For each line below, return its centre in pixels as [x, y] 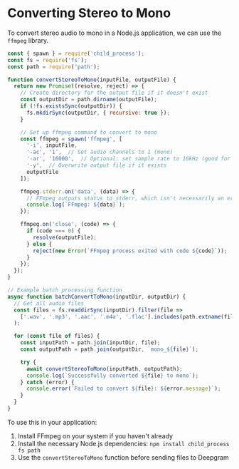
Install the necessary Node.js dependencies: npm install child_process [123, 443]
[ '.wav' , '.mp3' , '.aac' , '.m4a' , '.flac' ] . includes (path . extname [121, 316]
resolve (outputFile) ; [65, 237]
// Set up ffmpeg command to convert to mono [89, 132]
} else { [39, 244]
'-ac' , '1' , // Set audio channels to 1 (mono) [100, 152]
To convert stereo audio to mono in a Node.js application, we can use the [115, 33]
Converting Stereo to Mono [89, 13]
